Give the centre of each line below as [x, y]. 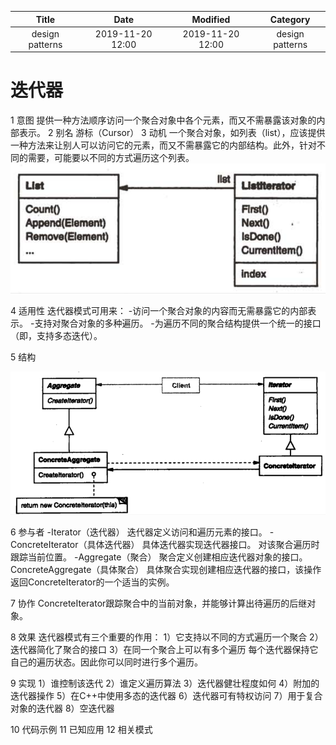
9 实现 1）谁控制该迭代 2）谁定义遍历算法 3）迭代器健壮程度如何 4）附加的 [165, 683]
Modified [211, 19]
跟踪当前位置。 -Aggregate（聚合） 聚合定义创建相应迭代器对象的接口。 [159, 557]
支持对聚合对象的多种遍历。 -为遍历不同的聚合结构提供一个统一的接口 [178, 323]
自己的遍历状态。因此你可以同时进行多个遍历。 [106, 662]
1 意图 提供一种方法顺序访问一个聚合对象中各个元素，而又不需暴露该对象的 [163, 120]
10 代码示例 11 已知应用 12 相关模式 [81, 730]
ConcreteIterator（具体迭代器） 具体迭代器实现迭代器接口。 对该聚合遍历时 [165, 545]
